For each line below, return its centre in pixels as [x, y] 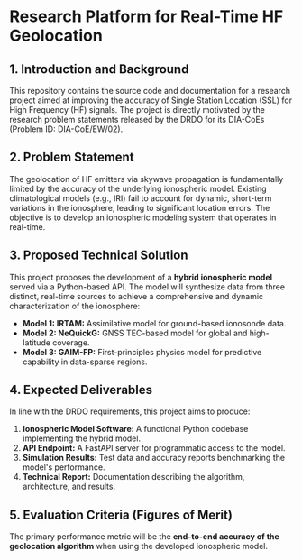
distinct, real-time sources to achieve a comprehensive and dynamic [137, 296]
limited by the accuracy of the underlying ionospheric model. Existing [138, 188]
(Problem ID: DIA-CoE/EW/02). [66, 129]
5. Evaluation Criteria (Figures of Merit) [121, 514]
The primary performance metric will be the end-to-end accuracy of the [144, 537]
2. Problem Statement [72, 157]
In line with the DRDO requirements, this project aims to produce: [130, 411]
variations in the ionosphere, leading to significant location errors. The [140, 207]
